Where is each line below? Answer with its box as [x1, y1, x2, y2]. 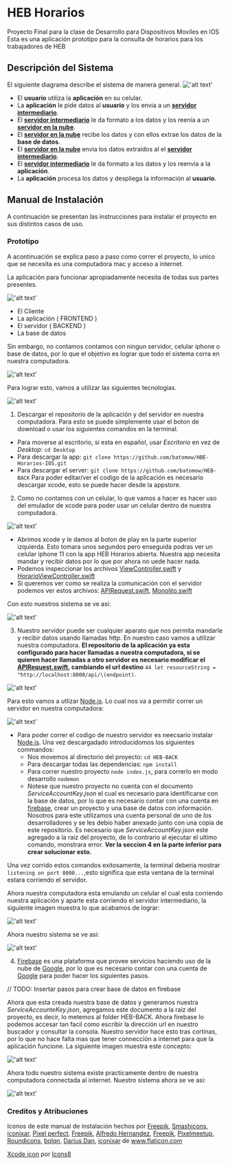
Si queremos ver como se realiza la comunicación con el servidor [16, 579, 203, 587]
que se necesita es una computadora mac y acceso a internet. [7, 259, 184, 268]
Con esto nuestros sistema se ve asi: [7, 600, 111, 608]
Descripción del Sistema [7, 62, 114, 74]
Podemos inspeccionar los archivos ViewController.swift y [16, 564, 182, 572]
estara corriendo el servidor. [7, 875, 88, 884]
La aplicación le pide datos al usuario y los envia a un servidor [16, 101, 197, 109]
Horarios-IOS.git [16, 459, 67, 467]
